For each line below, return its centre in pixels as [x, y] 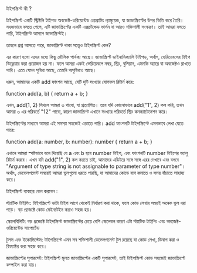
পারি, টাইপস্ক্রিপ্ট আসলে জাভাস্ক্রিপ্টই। [37, 33]
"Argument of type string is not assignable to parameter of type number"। [96, 166]
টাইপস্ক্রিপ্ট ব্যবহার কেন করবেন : [32, 191]
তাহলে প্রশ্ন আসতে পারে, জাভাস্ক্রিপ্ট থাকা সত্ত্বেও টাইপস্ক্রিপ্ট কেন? [59, 45]
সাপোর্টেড [32, 228]
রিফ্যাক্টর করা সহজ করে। [27, 246]
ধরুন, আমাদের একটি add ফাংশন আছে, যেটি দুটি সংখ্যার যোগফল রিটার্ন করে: [70, 82]
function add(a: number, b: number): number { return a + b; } [79, 141]
